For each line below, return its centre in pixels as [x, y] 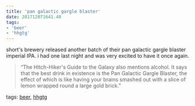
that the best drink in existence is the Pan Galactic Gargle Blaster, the [104, 73]
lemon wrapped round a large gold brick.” [71, 86]
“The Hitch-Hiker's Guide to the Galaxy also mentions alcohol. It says [104, 67]
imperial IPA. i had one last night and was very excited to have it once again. [97, 56]
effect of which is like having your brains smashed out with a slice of [103, 80]
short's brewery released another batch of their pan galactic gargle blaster [96, 50]
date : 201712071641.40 [34, 17]
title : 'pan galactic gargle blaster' [53, 11]
